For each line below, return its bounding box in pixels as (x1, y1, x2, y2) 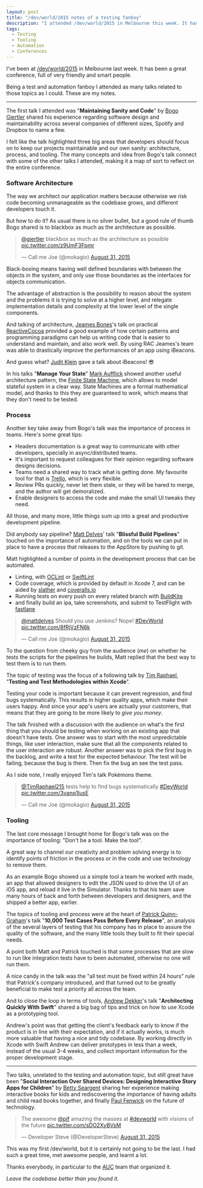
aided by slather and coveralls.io (14, 586, 96, 593)
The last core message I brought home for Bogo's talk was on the (6, 830, 169, 837)
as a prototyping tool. (6, 1009, 59, 1017)
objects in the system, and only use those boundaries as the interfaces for (6, 272, 192, 279)
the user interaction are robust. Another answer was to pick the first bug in (6, 747, 192, 754)
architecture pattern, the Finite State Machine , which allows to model (6, 377, 178, 384)
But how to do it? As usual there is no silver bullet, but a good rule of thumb (6, 217, 194, 225)
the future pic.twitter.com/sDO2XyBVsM (21, 1121, 121, 1129)
